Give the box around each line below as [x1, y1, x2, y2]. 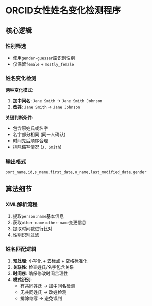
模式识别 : [12, 277, 32, 283]
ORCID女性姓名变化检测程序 [5, 5, 121, 16]
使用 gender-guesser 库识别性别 [12, 55, 75, 61]
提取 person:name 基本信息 [12, 213, 64, 219]
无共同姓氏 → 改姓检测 [20, 289, 67, 295]
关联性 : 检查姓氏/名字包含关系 [12, 264, 74, 270]
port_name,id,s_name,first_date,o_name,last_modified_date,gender [5, 170, 147, 175]
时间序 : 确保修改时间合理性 [12, 270, 68, 276]
